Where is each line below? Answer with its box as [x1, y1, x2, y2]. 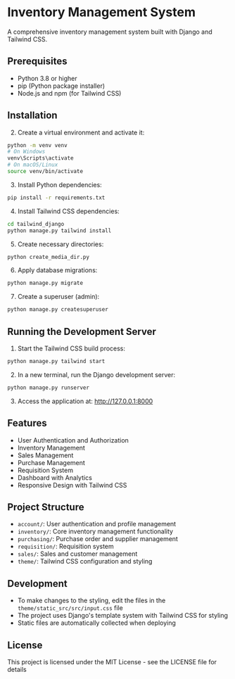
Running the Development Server [7, 325, 156, 338]
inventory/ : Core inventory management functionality [17, 527, 174, 535]
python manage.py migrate [7, 279, 83, 287]
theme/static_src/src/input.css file [17, 604, 123, 612]
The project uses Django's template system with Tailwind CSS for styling [17, 611, 229, 620]
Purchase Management [17, 458, 86, 467]
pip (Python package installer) [17, 82, 106, 90]
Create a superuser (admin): [17, 293, 100, 301]
